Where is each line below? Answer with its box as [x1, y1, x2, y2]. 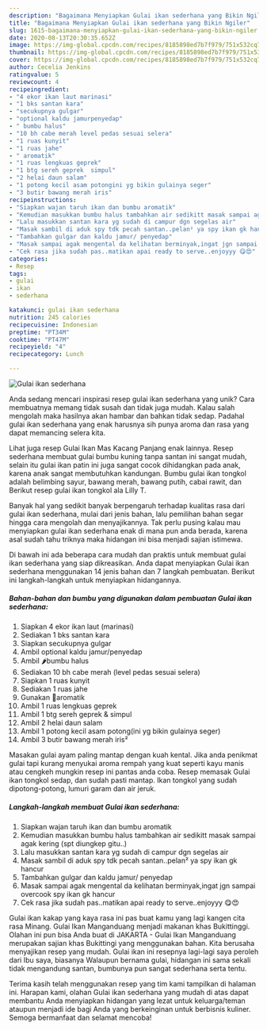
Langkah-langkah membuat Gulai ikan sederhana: [9, 802, 181, 811]
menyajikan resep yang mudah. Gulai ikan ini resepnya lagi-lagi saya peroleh [9, 947, 259, 956]
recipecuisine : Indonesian [9, 320, 98, 329]
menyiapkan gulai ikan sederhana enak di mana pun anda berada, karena [9, 526, 248, 535]
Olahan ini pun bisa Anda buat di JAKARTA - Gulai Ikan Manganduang [9, 929, 237, 940]
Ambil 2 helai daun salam [20, 718, 103, 727]
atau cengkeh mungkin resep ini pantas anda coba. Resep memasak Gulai [9, 767, 250, 776]
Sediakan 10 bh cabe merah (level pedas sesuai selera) [20, 667, 200, 676]
